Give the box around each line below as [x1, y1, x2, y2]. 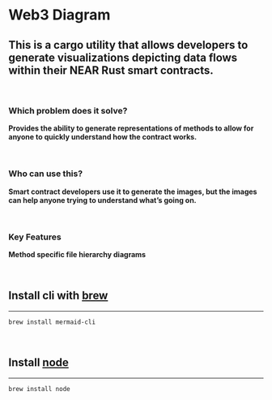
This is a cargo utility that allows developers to [8, 38, 249, 52]
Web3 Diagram [8, 6, 111, 24]
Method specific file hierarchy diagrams [8, 249, 147, 259]
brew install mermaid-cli [8, 318, 96, 326]
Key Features [8, 231, 62, 243]
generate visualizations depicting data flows [8, 50, 238, 64]
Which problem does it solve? [8, 105, 128, 116]
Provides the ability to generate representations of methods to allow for [8, 123, 254, 133]
